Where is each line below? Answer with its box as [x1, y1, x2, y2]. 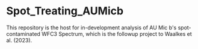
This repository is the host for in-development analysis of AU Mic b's [6, 24, 177, 31]
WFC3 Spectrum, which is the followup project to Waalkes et [42, 30, 193, 37]
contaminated [6, 30, 41, 37]
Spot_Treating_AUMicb [6, 4, 124, 18]
